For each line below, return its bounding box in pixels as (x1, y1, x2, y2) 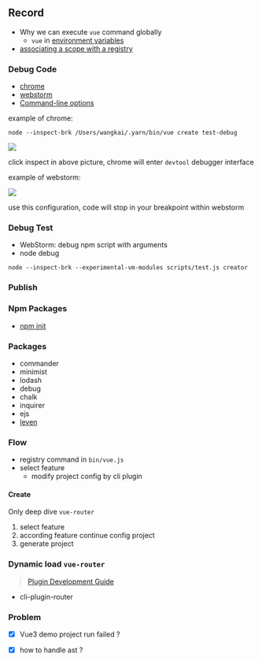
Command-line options (19, 98, 94, 108)
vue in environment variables (31, 35, 124, 45)
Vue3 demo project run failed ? (19, 629, 120, 639)
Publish (8, 282, 38, 293)
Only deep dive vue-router (8, 507, 94, 517)
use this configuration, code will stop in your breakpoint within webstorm (8, 202, 245, 212)
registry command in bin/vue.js (19, 455, 124, 464)
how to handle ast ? (19, 645, 83, 655)
